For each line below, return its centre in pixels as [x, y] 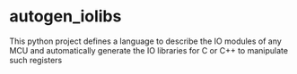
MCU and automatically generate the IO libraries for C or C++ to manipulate [149, 50]
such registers [36, 60]
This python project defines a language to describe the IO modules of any [146, 41]
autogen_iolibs [66, 16]
